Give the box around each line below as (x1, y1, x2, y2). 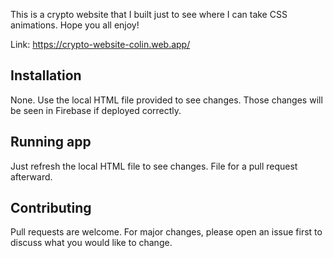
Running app (10, 134, 92, 151)
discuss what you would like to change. (10, 237, 173, 249)
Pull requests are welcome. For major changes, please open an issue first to (10, 226, 323, 238)
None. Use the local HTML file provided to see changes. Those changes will (10, 94, 323, 106)
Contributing (10, 200, 92, 217)
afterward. (10, 170, 53, 183)
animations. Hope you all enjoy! (10, 19, 140, 31)
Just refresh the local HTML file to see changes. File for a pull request (10, 160, 298, 172)
